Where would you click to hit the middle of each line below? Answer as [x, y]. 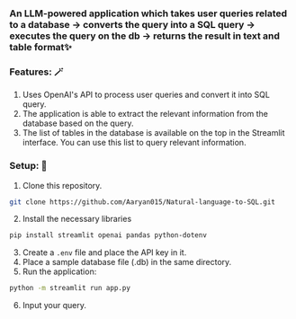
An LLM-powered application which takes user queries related [148, 13]
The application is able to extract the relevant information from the [145, 114]
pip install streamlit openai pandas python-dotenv [108, 235]
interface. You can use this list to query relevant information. [134, 143]
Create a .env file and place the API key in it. [104, 253]
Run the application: [59, 271]
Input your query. [54, 306]
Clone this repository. [62, 185]
